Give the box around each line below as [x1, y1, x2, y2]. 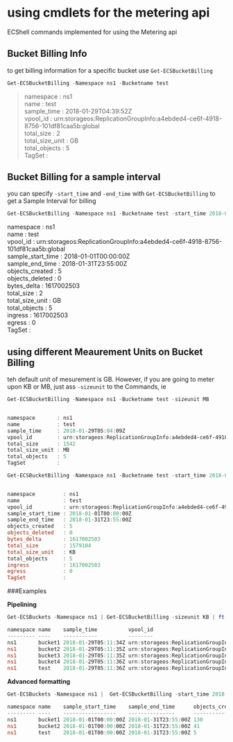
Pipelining [7, 601, 37, 609]
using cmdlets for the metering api [7, 5, 210, 21]
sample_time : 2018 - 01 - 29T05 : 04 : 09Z [7, 427, 126, 434]
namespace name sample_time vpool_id [7, 626, 154, 633]
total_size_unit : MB [7, 447, 70, 454]
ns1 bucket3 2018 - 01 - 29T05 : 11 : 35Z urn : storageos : [7, 652, 172, 659]
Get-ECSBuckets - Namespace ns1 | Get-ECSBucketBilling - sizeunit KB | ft [7, 614, 225, 621]
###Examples [7, 587, 47, 595]
